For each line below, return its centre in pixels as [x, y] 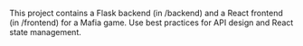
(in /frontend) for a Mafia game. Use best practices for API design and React [151, 23]
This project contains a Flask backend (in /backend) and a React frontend [146, 13]
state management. [45, 32]
